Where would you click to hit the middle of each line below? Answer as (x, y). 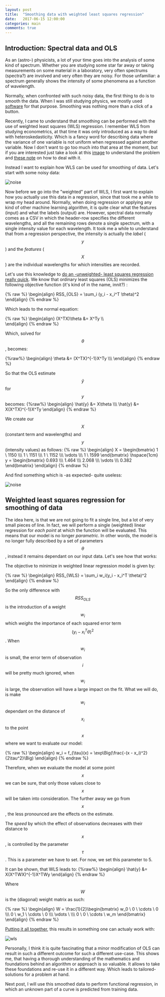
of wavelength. (20, 86)
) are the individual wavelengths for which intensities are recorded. (73, 264)
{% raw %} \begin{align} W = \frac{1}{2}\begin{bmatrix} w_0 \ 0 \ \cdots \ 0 (82, 909)
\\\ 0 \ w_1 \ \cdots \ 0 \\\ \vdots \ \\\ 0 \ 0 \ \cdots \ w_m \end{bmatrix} (75, 914)
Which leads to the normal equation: (42, 309)
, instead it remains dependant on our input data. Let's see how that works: (81, 556)
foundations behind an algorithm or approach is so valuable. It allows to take (82, 964)
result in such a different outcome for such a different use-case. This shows (82, 953)
